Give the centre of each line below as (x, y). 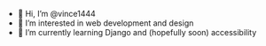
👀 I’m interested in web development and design (106, 23)
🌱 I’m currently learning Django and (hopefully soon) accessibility (137, 32)
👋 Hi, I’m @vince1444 (56, 14)
